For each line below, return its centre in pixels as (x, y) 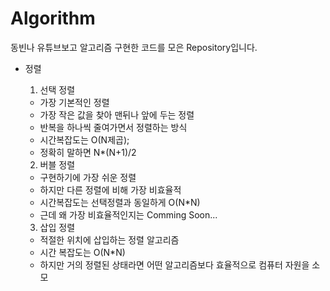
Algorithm (53, 18)
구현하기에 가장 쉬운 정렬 (88, 177)
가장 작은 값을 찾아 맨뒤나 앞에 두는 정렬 (117, 114)
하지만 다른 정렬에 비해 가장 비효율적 (110, 189)
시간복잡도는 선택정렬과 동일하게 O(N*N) (120, 202)
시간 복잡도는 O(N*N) (82, 252)
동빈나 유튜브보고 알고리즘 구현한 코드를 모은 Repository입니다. (134, 47)
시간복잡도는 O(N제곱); (84, 139)
